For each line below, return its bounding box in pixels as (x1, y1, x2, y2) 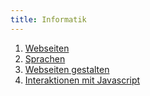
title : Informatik (10, 14, 87, 25)
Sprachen (24, 52, 66, 65)
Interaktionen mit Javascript (24, 74, 141, 86)
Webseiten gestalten (24, 63, 110, 75)
